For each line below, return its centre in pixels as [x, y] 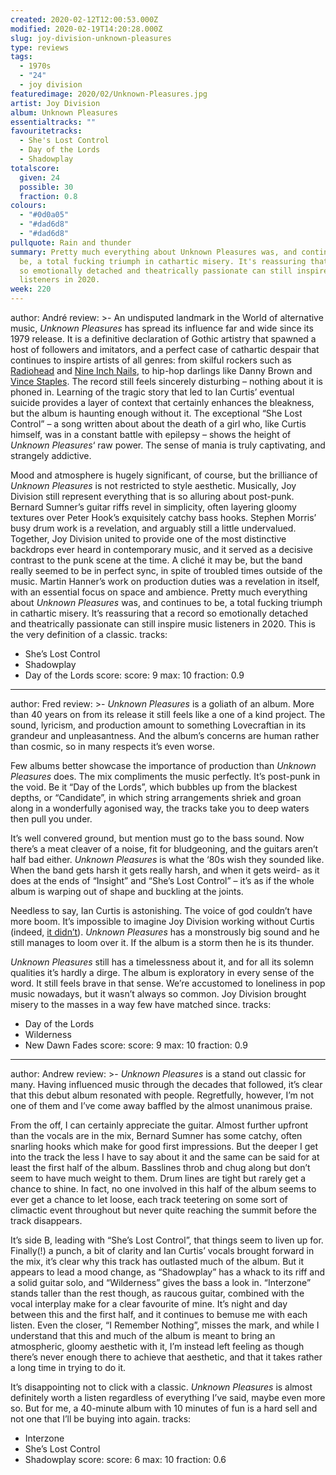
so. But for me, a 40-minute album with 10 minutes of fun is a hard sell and [164, 1408]
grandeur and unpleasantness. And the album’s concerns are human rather [165, 735]
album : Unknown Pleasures [64, 112]
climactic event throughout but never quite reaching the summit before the [163, 1210]
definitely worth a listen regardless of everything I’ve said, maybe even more [168, 1397]
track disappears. [46, 1220]
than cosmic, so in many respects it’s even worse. [112, 746]
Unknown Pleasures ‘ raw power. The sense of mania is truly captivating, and [168, 445]
